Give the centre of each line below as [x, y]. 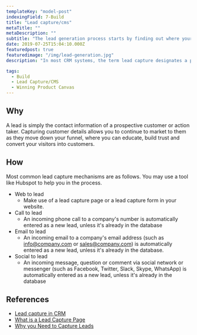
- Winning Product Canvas [43, 88]
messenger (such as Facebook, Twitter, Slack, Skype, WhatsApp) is [105, 269]
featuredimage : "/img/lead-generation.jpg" [60, 55]
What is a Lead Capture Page [50, 320]
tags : [13, 71]
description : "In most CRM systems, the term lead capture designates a [97, 60]
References [28, 300]
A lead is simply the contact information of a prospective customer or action [98, 125]
